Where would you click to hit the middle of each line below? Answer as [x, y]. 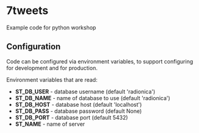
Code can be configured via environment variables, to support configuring [100, 61]
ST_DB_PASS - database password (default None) [78, 111]
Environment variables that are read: [52, 79]
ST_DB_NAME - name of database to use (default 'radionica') [93, 98]
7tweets [27, 11]
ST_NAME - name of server [50, 124]
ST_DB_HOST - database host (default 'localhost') [78, 104]
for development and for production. [52, 68]
